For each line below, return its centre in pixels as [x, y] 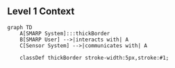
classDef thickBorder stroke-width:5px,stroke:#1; [94, 58]
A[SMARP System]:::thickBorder [65, 33]
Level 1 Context [41, 11]
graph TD [20, 27]
